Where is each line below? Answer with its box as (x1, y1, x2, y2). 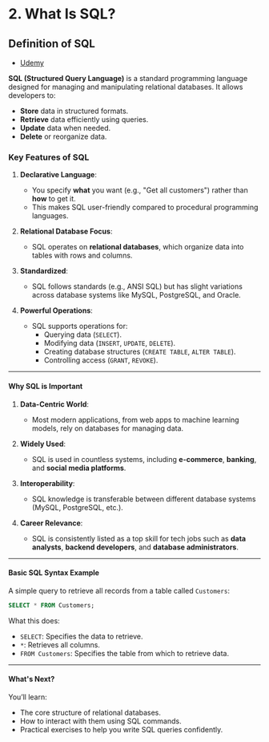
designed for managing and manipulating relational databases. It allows (8, 82, 243, 91)
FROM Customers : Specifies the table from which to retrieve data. (19, 648, 230, 658)
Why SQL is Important (8, 381, 83, 391)
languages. (31, 211, 70, 221)
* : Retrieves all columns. (19, 639, 100, 650)
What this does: (8, 615, 60, 626)
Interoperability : (19, 478, 75, 488)
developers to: (8, 91, 56, 100)
